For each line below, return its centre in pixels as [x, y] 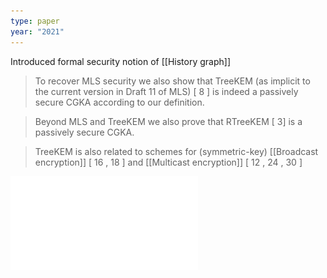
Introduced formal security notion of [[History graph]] [121, 61]
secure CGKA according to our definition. [119, 102]
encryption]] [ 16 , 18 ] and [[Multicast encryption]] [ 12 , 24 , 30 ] [168, 162]
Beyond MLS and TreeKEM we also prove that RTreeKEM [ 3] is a [168, 121]
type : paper [35, 21]
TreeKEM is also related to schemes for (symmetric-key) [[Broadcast [176, 151]
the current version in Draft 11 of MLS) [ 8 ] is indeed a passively [166, 91]
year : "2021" [37, 31]
